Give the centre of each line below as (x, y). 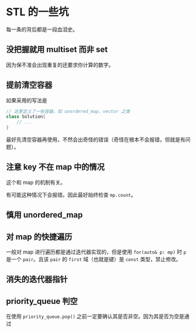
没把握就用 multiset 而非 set (57, 49)
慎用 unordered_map (44, 215)
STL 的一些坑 (37, 12)
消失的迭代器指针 (37, 280)
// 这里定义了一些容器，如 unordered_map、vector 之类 (68, 111)
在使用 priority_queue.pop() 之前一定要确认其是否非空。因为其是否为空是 (95, 316)
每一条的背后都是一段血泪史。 (42, 29)
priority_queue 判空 (42, 301)
